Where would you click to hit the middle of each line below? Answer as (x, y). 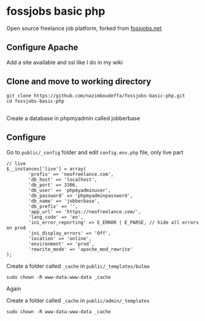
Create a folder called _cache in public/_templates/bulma (78, 266)
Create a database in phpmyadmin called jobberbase (73, 118)
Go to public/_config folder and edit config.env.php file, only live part (95, 152)
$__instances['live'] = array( (46, 169)
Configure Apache (42, 47)
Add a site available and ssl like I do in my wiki (64, 62)
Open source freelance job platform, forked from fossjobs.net (84, 28)
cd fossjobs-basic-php (35, 101)
